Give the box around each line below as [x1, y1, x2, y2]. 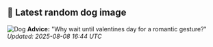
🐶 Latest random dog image [7, 7, 127, 18]
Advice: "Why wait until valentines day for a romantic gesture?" [27, 25, 207, 33]
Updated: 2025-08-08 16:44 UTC [7, 32, 102, 40]
